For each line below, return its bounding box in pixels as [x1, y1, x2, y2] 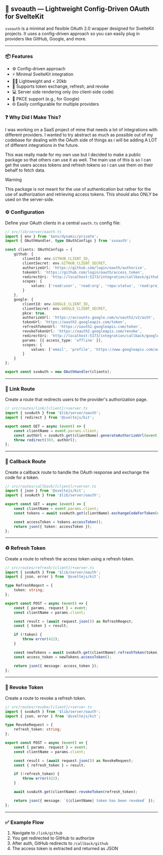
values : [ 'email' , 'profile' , [31, 347, 92, 352]
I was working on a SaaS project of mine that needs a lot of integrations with [5, 127, 158, 133]
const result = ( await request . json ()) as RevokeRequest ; [14, 758, 133, 763]
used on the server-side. [5, 197, 54, 202]
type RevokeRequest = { [5, 722, 53, 727]
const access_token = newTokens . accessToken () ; [14, 655, 112, 659]
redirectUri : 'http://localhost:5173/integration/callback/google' [22, 333, 162, 338]
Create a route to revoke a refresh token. [5, 695, 86, 701]
